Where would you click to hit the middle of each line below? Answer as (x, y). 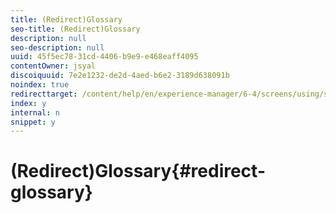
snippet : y (33, 122)
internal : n (35, 112)
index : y (28, 103)
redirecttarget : (44, 94)
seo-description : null (57, 47)
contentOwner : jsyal (53, 66)
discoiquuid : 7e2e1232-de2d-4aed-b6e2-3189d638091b (120, 76)
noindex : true (40, 85)
